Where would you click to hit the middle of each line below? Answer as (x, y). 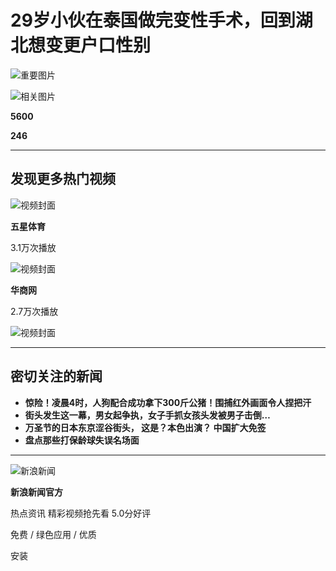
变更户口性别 (98, 45)
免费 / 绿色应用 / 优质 (53, 534)
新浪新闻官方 (36, 492)
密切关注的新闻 (56, 376)
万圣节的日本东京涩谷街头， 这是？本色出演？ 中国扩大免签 (145, 427)
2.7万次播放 (34, 311)
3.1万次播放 (33, 247)
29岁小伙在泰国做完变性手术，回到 (153, 20)
